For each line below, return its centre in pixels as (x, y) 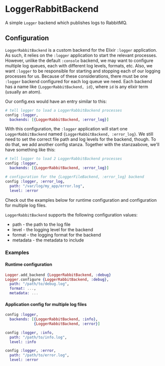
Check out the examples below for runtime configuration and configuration (81, 200)
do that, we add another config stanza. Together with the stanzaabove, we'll (82, 145)
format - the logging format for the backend (57, 235)
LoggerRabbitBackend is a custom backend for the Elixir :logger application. (81, 50)
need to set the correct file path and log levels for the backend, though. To (81, 139)
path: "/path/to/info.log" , (38, 337)
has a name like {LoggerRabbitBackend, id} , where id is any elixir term (77, 87)
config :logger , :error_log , (35, 181)
